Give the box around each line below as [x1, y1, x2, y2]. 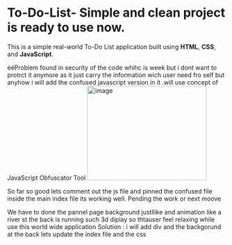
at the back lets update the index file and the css [7, 230, 147, 238]
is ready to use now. [7, 19, 125, 35]
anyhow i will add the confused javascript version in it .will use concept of [7, 78, 219, 86]
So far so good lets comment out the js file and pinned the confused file [7, 187, 213, 195]
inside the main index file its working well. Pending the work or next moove [7, 194, 222, 203]
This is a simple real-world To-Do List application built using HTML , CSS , [7, 42, 217, 51]
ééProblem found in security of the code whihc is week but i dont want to [7, 63, 217, 71]
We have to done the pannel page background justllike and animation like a [7, 208, 222, 216]
